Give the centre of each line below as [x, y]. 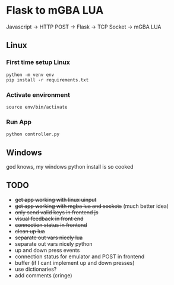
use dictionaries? [36, 269]
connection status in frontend [51, 225]
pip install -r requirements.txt [48, 80]
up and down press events [47, 250]
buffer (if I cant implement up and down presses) [75, 262]
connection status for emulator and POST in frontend [80, 256]
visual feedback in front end [49, 218]
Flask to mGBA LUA [55, 10]
